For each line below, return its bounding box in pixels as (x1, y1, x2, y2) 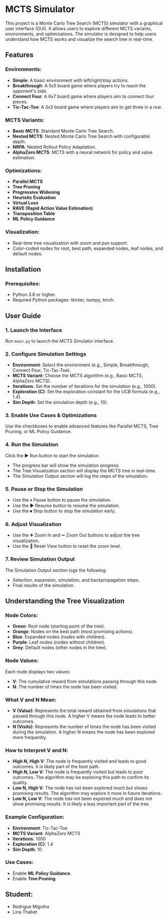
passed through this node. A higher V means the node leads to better (12, 712, 155, 719)
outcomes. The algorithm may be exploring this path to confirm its (12, 774, 149, 780)
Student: (5, 890, 34, 899)
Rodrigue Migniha (12, 903, 49, 909)
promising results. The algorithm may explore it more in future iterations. (12, 790, 162, 796)
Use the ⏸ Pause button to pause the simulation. (12, 497, 111, 503)
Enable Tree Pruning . (12, 875, 57, 881)
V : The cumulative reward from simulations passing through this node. (12, 678, 158, 684)
